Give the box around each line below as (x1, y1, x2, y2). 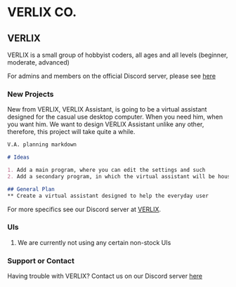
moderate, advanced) (7, 58, 70, 67)
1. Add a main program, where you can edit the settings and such (7, 166, 206, 174)
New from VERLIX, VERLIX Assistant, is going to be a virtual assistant (7, 105, 207, 114)
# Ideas (7, 154, 30, 161)
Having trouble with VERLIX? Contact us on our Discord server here (7, 272, 202, 281)
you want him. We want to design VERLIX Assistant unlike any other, (7, 120, 204, 128)
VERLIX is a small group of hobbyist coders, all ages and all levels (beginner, (7, 51, 228, 59)
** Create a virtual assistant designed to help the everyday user (7, 192, 209, 199)
